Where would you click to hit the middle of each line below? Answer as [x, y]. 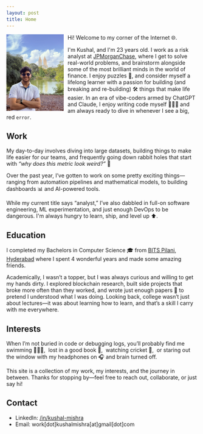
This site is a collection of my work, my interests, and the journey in [91, 371]
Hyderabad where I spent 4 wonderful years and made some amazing [94, 259]
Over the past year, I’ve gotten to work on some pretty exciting [84, 176]
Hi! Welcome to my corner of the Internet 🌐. [122, 37]
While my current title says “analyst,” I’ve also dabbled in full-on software [98, 203]
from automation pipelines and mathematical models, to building [107, 182]
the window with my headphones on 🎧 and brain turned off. [82, 357]
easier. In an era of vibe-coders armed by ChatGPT [132, 98]
